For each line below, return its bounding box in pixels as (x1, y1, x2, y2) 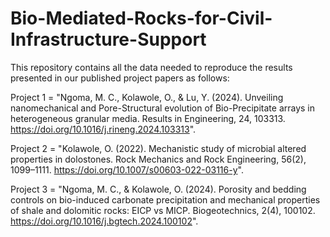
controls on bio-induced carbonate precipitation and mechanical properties (10, 193, 321, 206)
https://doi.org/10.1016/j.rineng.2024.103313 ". (10, 123, 197, 135)
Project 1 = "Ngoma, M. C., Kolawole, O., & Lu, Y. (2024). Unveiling (10, 91, 284, 103)
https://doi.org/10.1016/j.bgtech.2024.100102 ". (10, 215, 199, 227)
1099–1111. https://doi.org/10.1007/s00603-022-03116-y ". (10, 163, 244, 176)
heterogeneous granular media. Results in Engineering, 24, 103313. (10, 112, 286, 124)
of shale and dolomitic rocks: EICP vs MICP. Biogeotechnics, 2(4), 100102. (10, 204, 316, 216)
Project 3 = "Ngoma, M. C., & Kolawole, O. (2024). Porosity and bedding (10, 183, 307, 195)
